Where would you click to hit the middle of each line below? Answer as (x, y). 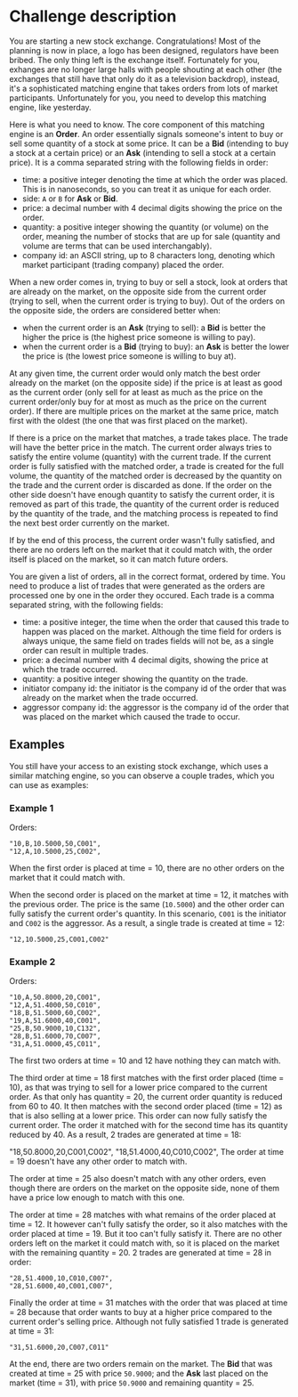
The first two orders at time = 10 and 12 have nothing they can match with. (145, 1060)
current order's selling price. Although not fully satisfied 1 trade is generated (149, 1322)
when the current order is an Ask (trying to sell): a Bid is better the (144, 328)
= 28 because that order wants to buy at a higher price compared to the (141, 1312)
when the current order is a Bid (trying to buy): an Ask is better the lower (156, 346)
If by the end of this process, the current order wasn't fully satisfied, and (142, 540)
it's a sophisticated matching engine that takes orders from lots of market (144, 88)
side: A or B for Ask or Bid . (70, 199)
